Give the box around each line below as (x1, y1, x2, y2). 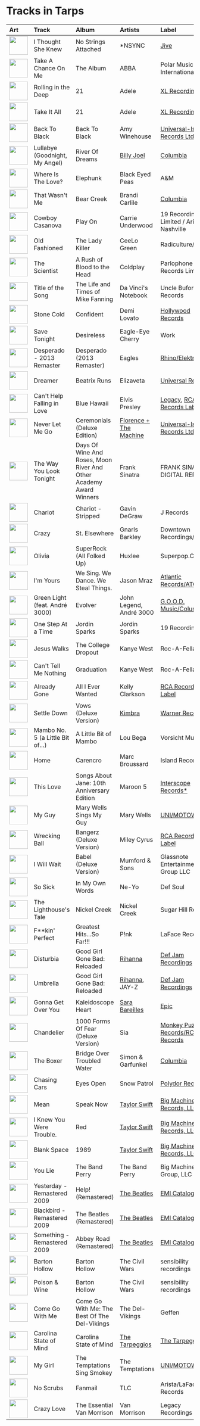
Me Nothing (33, 669, 67, 677)
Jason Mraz (120, 576, 153, 584)
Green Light (33, 593, 67, 602)
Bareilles (120, 1005, 144, 1014)
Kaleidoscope (75, 998, 114, 1006)
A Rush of (75, 255, 103, 263)
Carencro (75, 756, 102, 764)
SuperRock (75, 544, 107, 552)
